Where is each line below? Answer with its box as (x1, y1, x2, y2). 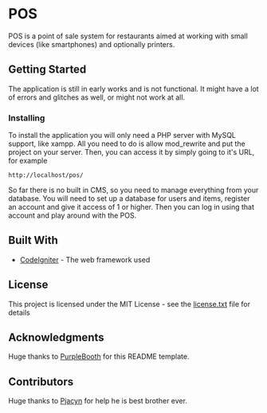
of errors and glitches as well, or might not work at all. (8, 92, 186, 102)
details (8, 308, 30, 317)
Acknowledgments (8, 331, 105, 344)
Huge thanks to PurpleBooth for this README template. (8, 352, 190, 361)
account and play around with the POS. (8, 210, 137, 220)
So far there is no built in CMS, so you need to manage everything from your (8, 185, 259, 195)
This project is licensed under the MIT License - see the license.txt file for (8, 299, 251, 309)
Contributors (8, 375, 74, 388)
